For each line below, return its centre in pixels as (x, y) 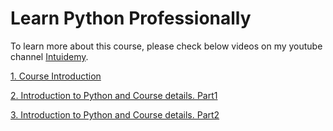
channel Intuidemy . (49, 56)
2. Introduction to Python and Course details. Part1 (114, 95)
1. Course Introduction (56, 76)
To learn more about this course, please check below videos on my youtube (166, 46)
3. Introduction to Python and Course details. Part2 (115, 114)
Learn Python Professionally (131, 18)
